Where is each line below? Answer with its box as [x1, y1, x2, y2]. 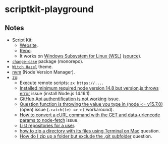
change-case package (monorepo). [12, 58, 84, 64]
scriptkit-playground [5, 4, 94, 15]
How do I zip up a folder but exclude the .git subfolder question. [19, 133, 152, 139]
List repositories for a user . [19, 122, 76, 128]
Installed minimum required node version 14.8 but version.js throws [19, 85, 159, 91]
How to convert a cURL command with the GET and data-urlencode [19, 112, 160, 118]
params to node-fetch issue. [19, 117, 79, 123]
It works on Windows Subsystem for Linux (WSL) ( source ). [19, 53, 142, 59]
